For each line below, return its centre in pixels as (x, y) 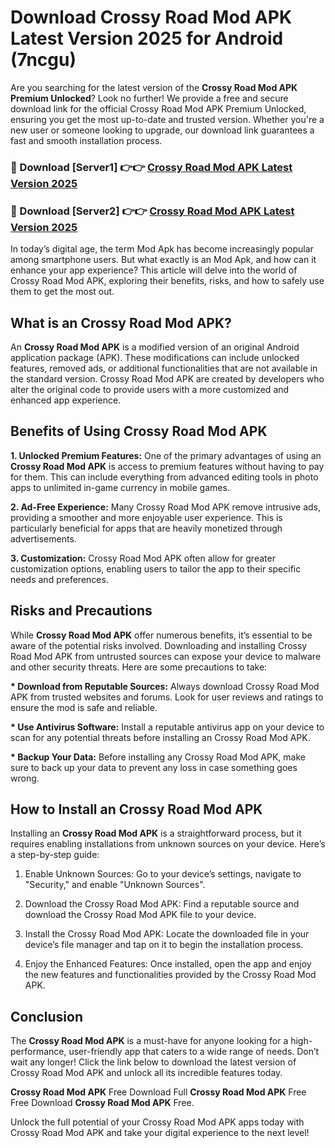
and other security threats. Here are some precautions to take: (139, 667)
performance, (38, 1052)
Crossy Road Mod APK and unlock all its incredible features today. (146, 1073)
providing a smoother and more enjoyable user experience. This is (146, 517)
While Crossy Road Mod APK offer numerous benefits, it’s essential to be (161, 635)
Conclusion (47, 1016)
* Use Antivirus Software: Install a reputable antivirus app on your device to (167, 727)
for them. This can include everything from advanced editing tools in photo (164, 477)
